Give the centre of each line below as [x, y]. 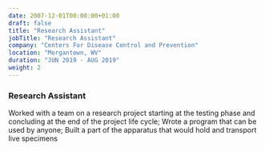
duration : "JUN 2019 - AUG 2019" [64, 61]
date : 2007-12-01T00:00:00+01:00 [64, 16]
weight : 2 [25, 68]
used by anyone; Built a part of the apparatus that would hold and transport [132, 130]
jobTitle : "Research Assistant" [62, 38]
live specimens [33, 139]
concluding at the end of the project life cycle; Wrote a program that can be [132, 121]
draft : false [30, 23]
